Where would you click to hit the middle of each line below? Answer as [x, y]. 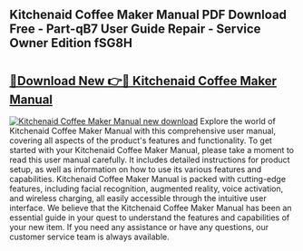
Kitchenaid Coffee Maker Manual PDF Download [148, 15]
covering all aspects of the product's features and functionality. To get [141, 140]
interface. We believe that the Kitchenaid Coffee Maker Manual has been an [151, 208]
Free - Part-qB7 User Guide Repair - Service [135, 29]
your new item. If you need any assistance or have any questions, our [139, 227]
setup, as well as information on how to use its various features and [136, 169]
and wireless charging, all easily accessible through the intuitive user [138, 198]
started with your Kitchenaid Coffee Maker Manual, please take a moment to [152, 150]
